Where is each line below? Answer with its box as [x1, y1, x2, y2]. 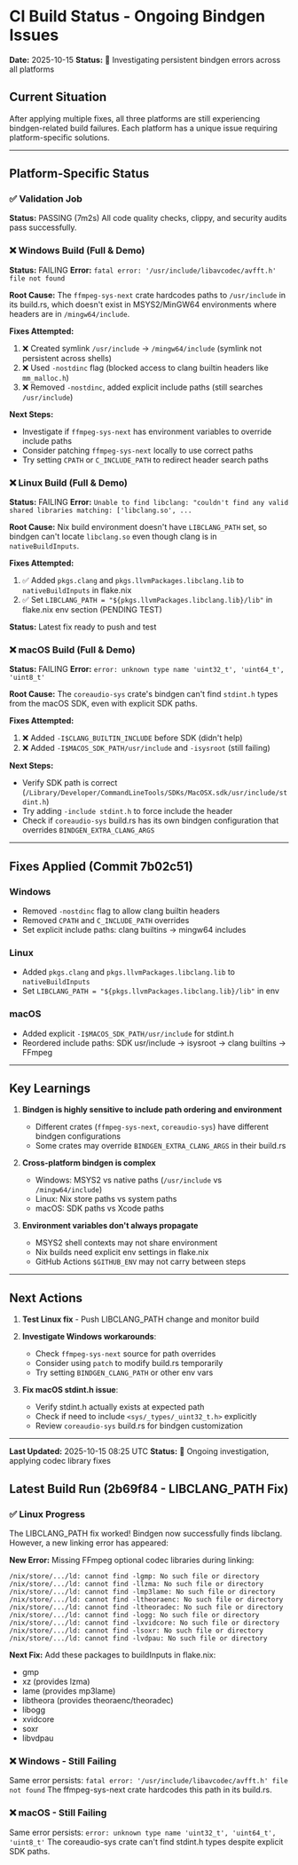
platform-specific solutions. [9, 131, 110, 143]
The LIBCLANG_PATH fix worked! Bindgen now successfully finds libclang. [9, 1528, 283, 1538]
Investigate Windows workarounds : [21, 1332, 157, 1342]
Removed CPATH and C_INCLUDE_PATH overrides [21, 915, 190, 926]
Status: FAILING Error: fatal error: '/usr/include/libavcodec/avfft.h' [9, 265, 277, 275]
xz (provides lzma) [21, 1676, 90, 1687]
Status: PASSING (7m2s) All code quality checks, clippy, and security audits [9, 213, 287, 224]
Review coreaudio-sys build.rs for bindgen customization [35, 1420, 244, 1431]
